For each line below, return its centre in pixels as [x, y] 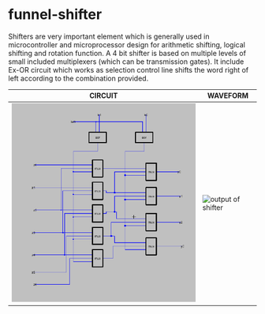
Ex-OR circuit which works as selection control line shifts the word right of [129, 69]
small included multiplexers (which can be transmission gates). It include [126, 62]
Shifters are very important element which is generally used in [109, 36]
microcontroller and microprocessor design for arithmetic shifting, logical [127, 44]
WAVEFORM [228, 95]
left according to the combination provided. [78, 78]
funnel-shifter [55, 15]
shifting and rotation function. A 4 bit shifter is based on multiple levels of [127, 53]
